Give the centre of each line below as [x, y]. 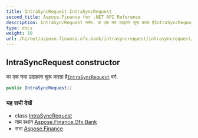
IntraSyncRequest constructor [63, 63]
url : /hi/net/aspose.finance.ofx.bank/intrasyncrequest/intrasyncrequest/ [100, 39]
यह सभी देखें [19, 103]
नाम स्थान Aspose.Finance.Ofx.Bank [56, 122]
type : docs [19, 28]
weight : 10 [19, 33]
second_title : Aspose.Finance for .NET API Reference [74, 17]
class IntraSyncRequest [43, 116]
